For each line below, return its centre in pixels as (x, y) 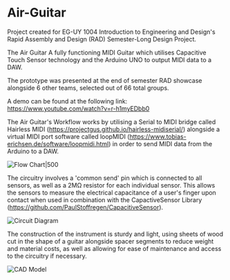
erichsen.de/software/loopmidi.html (58, 143)
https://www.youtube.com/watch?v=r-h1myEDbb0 (78, 108)
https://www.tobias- (158, 137)
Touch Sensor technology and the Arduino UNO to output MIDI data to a (109, 59)
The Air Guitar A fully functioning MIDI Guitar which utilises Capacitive (107, 52)
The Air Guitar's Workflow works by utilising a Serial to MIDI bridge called (112, 121)
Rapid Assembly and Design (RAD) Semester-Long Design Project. (102, 39)
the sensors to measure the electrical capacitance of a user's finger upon (112, 192)
